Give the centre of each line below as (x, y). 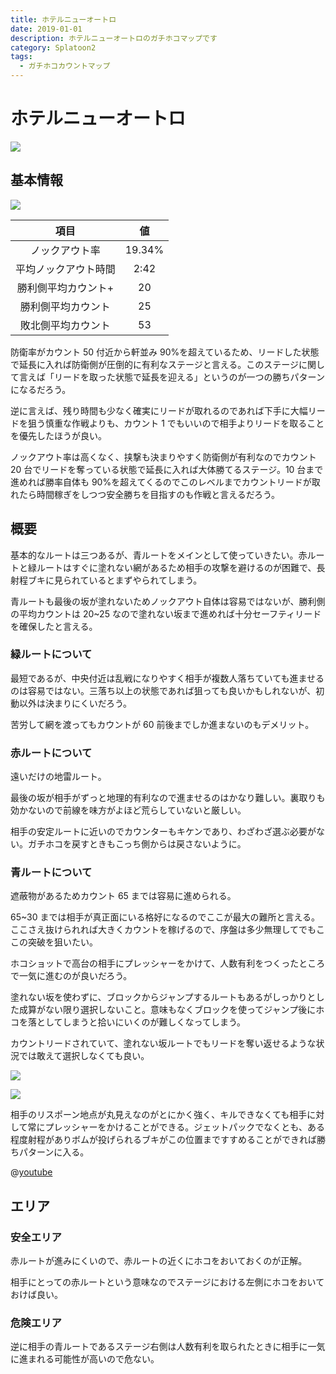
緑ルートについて (51, 654)
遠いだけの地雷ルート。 (58, 777)
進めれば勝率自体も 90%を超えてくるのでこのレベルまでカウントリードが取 (165, 482)
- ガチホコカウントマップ (65, 66)
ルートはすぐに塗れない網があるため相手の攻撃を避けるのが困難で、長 (181, 567)
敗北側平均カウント (65, 325)
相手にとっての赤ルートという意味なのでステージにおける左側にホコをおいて (167, 1282)
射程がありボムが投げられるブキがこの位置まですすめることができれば (172, 1140)
